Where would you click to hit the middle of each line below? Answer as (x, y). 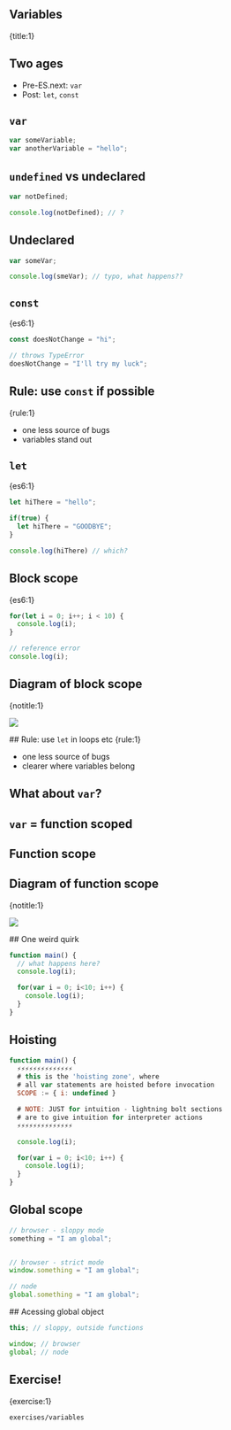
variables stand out (57, 439)
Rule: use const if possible (82, 392)
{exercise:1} (30, 1401)
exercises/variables (47, 1417)
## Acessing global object (56, 1312)
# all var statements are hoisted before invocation (116, 1085)
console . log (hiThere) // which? (68, 551)
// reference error (45, 649)
